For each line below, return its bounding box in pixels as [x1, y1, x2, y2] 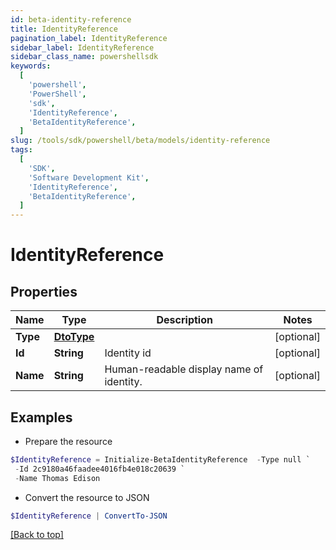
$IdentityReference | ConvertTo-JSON [10, 511, 168, 521]
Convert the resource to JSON [24, 491, 150, 503]
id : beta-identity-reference [10, 14, 132, 25]
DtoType [53, 330, 95, 344]
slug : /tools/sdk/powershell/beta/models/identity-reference [10, 136, 271, 146]
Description [156, 313, 213, 327]
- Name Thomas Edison [14, 473, 101, 483]
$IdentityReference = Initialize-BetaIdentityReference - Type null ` [10, 454, 311, 465]
